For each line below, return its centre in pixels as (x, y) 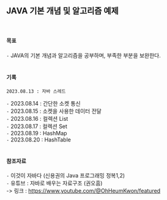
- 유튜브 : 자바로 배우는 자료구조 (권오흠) (54, 183)
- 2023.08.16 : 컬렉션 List (37, 119)
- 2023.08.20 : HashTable (39, 140)
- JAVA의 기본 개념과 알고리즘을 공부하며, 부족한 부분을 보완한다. (83, 55)
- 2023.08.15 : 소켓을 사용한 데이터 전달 (54, 111)
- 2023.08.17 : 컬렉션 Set (37, 126)
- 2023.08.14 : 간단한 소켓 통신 (43, 104)
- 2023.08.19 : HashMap (37, 134)
